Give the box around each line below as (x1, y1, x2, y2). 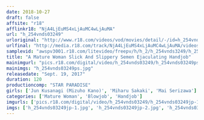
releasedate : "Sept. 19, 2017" (6, 71, 86, 77)
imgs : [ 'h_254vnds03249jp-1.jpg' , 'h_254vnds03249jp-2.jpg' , (6, 104, 165, 111)
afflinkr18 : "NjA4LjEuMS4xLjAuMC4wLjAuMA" (6, 25, 115, 32)
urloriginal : (6, 37, 39, 43)
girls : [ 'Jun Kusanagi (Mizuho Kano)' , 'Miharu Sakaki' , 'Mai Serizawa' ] (6, 88, 197, 94)
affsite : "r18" (6, 20, 45, 26)
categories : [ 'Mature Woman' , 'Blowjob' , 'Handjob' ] (6, 93, 143, 99)
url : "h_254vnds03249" (6, 32, 64, 38)
